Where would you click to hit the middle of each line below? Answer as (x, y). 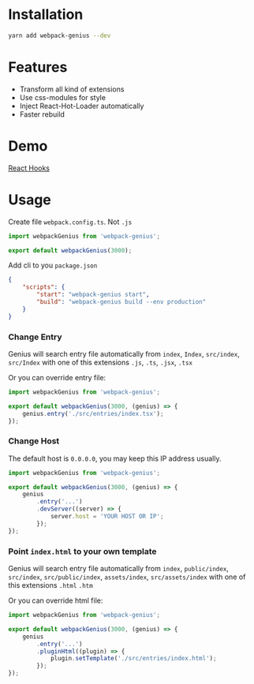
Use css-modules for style (63, 97)
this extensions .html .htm (50, 585)
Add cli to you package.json (53, 265)
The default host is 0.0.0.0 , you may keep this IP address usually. (115, 458)
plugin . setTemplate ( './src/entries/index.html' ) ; (133, 659)
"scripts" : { (44, 287)
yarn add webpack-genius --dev (60, 36)
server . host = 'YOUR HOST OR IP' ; (107, 517)
